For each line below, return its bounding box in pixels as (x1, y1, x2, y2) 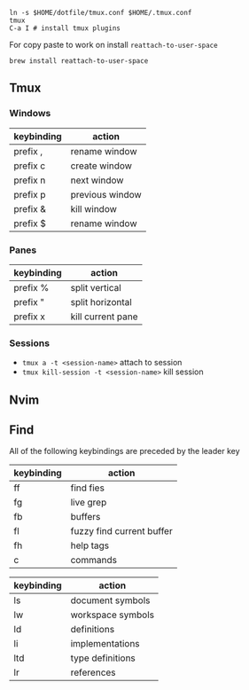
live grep (70, 497, 107, 509)
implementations (70, 638, 140, 650)
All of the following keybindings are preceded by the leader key (9, 446, 241, 457)
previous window (70, 188, 142, 200)
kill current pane (70, 310, 139, 323)
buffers (70, 511, 101, 523)
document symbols (70, 594, 151, 607)
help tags (70, 539, 110, 552)
